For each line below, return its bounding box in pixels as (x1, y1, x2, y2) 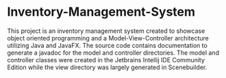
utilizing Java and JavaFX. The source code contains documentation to (7, 41, 208, 49)
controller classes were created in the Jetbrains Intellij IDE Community (7, 55, 205, 64)
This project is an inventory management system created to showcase (7, 27, 205, 35)
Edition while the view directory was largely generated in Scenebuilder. (7, 63, 208, 71)
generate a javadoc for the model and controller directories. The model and (7, 49, 219, 57)
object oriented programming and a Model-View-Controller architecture (7, 34, 209, 42)
